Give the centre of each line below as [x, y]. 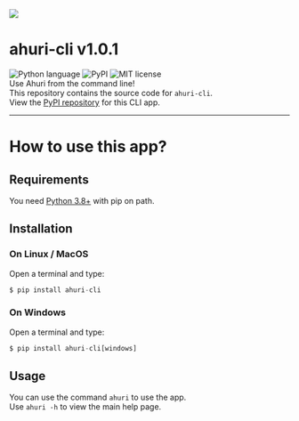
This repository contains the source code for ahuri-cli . [111, 93]
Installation [41, 229]
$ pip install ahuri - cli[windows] [73, 348]
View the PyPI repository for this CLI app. [85, 102]
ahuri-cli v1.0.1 [64, 49]
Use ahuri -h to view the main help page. [85, 407]
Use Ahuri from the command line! [72, 83]
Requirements [49, 179]
